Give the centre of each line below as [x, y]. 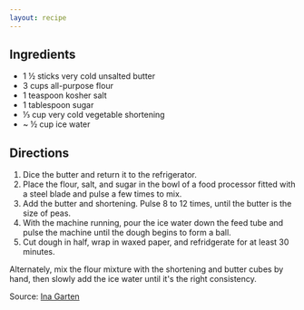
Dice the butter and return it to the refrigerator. [109, 175]
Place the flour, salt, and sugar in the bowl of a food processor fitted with [159, 184]
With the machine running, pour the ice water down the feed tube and [153, 223]
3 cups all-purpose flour [68, 86]
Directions [39, 153]
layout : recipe [38, 18]
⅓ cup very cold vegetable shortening [93, 115]
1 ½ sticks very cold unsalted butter [89, 76]
